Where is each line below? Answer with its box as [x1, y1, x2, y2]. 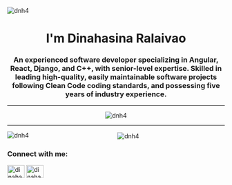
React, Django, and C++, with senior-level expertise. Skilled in [10, 64, 222, 74]
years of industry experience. [65, 89, 167, 99]
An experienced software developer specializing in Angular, [13, 55, 219, 65]
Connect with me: [7, 149, 68, 159]
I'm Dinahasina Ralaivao [46, 31, 186, 46]
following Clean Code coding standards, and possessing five [12, 81, 220, 91]
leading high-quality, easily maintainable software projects [14, 72, 217, 82]
